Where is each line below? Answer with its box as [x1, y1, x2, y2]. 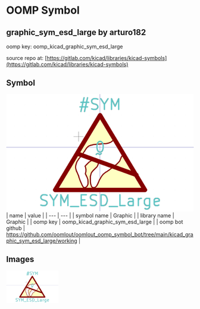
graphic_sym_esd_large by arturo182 [6, 27, 146, 37]
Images [6, 254, 35, 264]
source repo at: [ [6, 55, 47, 61]
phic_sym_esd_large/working [6, 237, 77, 244]
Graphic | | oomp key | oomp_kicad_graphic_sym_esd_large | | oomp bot [6, 218, 183, 225]
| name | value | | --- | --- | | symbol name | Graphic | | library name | [6, 212, 174, 219]
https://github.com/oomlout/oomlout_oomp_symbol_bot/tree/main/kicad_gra [6, 231, 193, 238]
